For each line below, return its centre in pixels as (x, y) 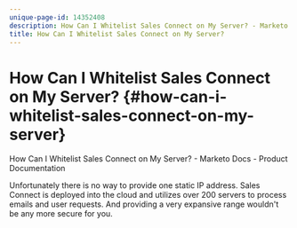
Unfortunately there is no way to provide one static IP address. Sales (135, 185)
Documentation (37, 169)
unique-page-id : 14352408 (57, 17)
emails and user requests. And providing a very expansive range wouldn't (144, 204)
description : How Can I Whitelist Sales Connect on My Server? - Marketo (149, 26)
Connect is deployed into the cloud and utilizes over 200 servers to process (148, 195)
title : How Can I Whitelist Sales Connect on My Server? (117, 34)
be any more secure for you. (61, 214)
